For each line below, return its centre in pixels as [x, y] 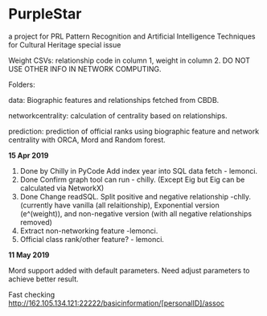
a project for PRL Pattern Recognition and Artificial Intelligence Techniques [132, 36]
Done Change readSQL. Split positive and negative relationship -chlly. [136, 196]
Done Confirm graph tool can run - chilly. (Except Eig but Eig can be [132, 179]
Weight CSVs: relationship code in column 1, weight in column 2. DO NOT [129, 60]
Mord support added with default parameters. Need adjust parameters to [129, 270]
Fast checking [32, 294]
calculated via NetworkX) [62, 188]
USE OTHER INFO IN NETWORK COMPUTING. [85, 68]
